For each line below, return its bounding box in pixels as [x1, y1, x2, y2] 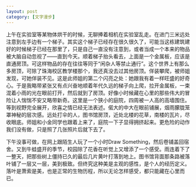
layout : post [6, 8, 38, 15]
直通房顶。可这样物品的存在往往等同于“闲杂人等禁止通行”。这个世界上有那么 [6, 60, 190, 67]
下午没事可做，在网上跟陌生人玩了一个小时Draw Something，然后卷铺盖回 [6, 138, 184, 145]
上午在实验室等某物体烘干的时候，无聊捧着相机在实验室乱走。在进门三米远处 [6, 30, 190, 38]
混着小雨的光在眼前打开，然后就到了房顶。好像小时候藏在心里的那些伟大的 [6, 89, 185, 96]
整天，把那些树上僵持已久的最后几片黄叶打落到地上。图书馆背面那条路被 [10, 153, 185, 160]
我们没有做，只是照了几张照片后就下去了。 [6, 126, 108, 133]
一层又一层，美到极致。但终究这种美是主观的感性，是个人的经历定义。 [21, 160, 190, 167]
